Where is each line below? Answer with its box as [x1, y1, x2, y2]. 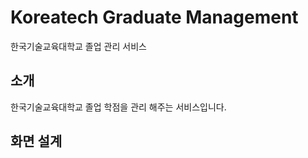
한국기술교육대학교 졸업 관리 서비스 [10, 40, 147, 52]
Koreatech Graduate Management [10, 6, 299, 29]
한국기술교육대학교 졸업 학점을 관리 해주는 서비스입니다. [10, 101, 227, 113]
